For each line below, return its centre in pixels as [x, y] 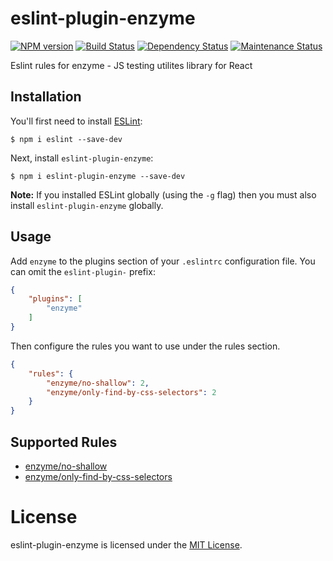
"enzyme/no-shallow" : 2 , [98, 383]
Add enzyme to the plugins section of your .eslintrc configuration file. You [163, 261]
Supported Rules [64, 442]
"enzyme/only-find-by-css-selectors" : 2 [131, 392]
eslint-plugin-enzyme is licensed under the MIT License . [126, 544]
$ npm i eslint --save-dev [66, 139]
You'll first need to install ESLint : [76, 121]
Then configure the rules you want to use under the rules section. [145, 346]
